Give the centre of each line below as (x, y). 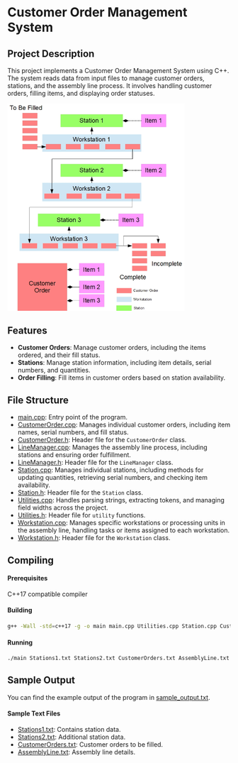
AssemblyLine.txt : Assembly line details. (76, 752)
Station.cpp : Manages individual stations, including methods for (110, 470)
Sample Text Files (34, 713)
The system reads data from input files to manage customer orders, (106, 78)
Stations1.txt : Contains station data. (69, 730)
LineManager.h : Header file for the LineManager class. (95, 463)
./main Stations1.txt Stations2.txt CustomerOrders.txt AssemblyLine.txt (119, 658)
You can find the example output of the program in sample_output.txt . (109, 697)
